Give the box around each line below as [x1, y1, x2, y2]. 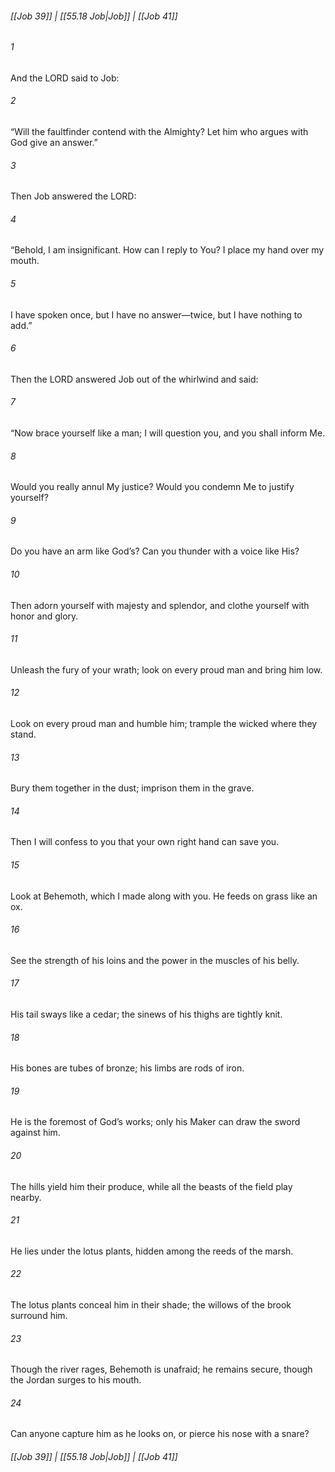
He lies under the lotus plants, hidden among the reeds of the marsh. [10, 1245, 294, 1257]
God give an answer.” [10, 137, 98, 149]
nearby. [10, 1191, 42, 1203]
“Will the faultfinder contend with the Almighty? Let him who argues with [10, 126, 309, 138]
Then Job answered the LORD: [10, 190, 137, 202]
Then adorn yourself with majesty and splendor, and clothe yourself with [10, 599, 310, 611]
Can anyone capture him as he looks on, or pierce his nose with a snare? [10, 1428, 310, 1440]
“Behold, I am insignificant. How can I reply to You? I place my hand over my [10, 244, 325, 256]
